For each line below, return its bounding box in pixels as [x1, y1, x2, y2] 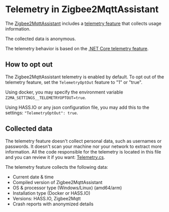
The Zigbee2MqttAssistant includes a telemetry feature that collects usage [5, 20, 161, 26]
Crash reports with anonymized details [12, 201, 94, 207]
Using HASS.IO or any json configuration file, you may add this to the [5, 104, 150, 110]
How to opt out [5, 60, 53, 69]
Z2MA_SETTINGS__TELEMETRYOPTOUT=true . [5, 94, 86, 100]
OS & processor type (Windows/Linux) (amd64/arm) [12, 185, 122, 191]
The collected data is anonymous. [5, 36, 76, 42]
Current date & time [12, 174, 54, 180]
